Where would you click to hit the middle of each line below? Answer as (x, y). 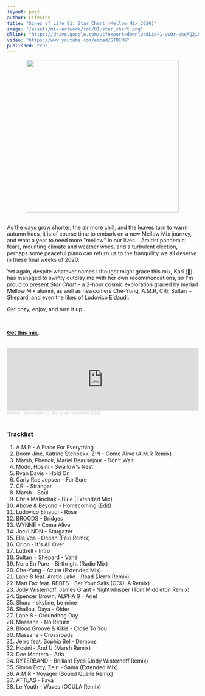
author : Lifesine (29, 18)
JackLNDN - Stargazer (44, 532)
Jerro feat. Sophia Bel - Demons (56, 642)
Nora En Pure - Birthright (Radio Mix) (62, 564)
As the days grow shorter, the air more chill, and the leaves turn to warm (97, 227)
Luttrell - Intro (33, 551)
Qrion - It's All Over (40, 544)
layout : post (23, 12)
